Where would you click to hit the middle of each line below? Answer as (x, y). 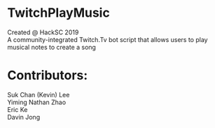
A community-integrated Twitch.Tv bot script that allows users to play (107, 39)
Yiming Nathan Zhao (37, 102)
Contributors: (48, 76)
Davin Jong (24, 117)
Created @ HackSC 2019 (43, 32)
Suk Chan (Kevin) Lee (39, 94)
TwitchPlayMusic (58, 13)
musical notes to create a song (52, 47)
